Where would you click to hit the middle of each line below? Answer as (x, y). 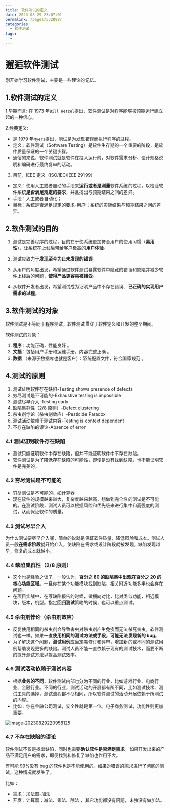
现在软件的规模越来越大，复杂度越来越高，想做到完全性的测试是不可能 (86, 499)
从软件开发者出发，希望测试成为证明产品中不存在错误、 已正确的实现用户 (88, 287)
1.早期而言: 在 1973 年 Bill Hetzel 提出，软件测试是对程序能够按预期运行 (80, 111)
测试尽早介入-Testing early (40, 402)
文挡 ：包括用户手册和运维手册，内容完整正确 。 (62, 352)
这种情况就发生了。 (34, 772)
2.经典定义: (17, 128)
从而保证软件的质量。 (44, 511)
